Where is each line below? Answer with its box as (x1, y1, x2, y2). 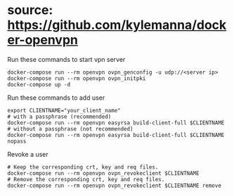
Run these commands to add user (7, 93, 105, 102)
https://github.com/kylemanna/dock (7, 17, 227, 33)
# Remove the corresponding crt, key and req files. (7, 176, 165, 183)
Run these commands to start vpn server (7, 55, 126, 63)
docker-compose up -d (7, 81, 71, 88)
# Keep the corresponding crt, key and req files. (7, 164, 159, 171)
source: (7, 2, 53, 18)
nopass (7, 138, 27, 145)
